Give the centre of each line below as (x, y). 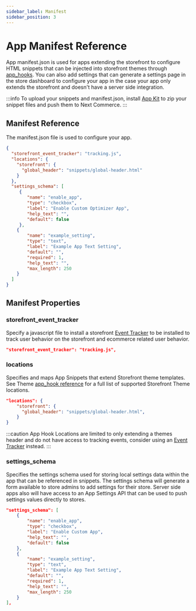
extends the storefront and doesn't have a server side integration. (85, 87)
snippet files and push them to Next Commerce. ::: (67, 105)
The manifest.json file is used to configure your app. (69, 137)
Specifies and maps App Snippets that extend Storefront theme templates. (96, 377)
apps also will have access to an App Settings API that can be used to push (97, 493)
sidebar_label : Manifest (36, 11)
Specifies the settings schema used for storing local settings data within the (97, 474)
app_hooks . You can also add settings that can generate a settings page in (96, 75)
